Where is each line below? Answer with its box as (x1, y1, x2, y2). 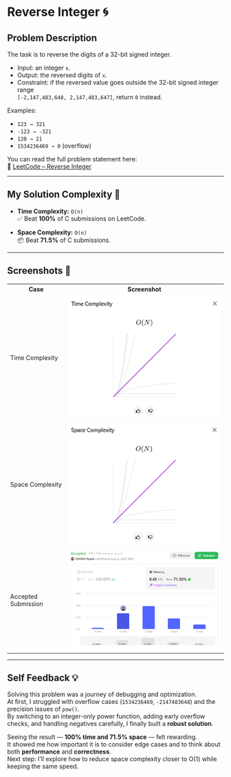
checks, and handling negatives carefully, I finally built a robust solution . (7, 720, 214, 728)
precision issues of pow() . (7, 705, 80, 714)
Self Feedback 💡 (7, 672, 79, 683)
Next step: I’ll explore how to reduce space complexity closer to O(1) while (7, 755, 217, 763)
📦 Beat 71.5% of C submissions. (16, 236, 111, 244)
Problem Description (7, 32, 98, 43)
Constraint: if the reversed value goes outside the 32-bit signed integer (16, 79, 219, 86)
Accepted (10, 592, 38, 601)
